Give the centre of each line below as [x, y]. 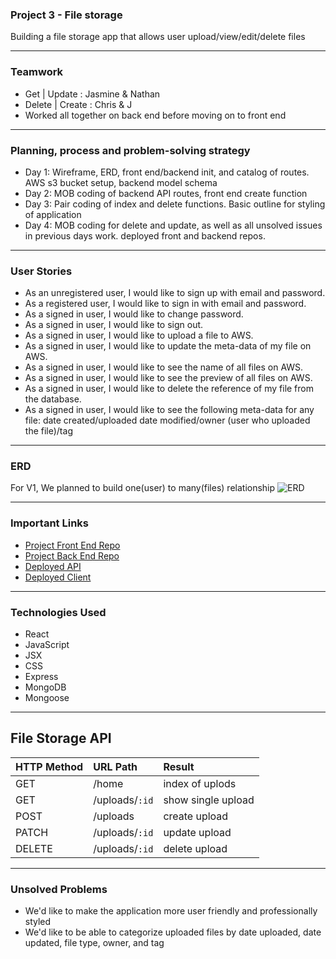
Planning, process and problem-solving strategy [130, 150]
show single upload [209, 800]
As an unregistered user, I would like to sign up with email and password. [175, 293]
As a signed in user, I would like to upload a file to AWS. [139, 335]
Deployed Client [58, 577]
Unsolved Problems [59, 889]
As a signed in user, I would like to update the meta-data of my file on [168, 346]
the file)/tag [48, 431]
